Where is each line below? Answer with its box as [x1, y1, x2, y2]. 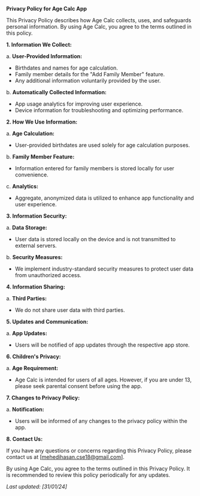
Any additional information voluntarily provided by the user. [14, 77, 161, 84]
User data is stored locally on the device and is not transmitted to [14, 236, 176, 242]
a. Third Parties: [6, 295, 47, 302]
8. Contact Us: [6, 435, 43, 443]
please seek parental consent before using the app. [14, 383, 143, 389]
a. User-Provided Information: [6, 53, 83, 59]
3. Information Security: [6, 212, 67, 220]
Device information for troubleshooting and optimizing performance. [14, 107, 184, 113]
